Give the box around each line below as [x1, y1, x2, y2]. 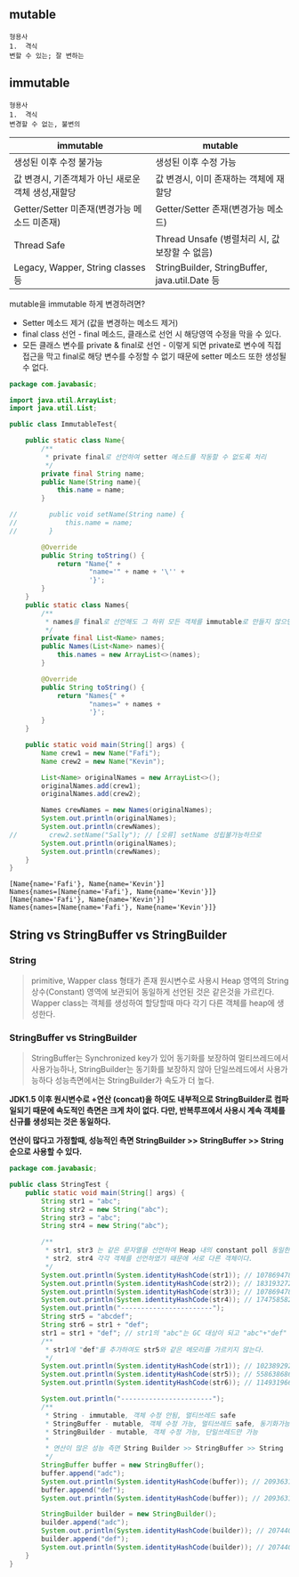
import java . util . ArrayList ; [9, 395, 117, 404]
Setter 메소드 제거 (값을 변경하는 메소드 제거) [21, 317, 179, 328]
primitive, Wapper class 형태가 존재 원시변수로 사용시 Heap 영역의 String [30, 975, 289, 986]
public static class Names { [25, 600, 129, 609]
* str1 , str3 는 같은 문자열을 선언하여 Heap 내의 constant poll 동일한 [44, 1246, 291, 1255]
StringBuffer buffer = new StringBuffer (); [41, 1460, 205, 1470]
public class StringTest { [9, 1180, 109, 1190]
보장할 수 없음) [155, 246, 214, 258]
